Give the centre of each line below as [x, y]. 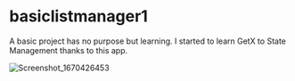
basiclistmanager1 [79, 16]
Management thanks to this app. [68, 50]
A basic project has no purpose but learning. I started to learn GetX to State [148, 41]
